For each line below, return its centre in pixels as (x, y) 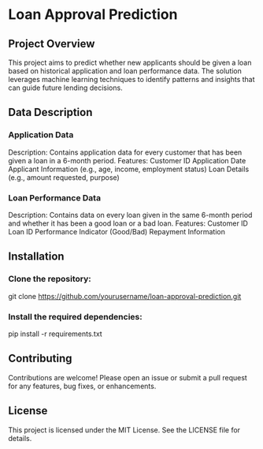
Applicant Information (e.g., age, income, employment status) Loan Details (129, 169)
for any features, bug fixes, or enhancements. (82, 386)
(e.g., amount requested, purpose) (64, 177)
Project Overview (52, 44)
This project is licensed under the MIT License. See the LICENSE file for (124, 430)
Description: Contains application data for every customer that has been (125, 152)
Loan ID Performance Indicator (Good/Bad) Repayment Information (117, 231)
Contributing (40, 359)
